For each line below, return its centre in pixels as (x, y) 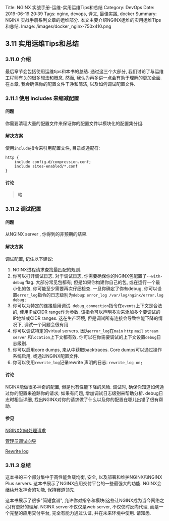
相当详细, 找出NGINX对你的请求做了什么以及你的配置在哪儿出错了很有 (86, 399)
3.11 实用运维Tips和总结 (42, 44)
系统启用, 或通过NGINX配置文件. (46, 356)
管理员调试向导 (21, 441)
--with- (155, 276)
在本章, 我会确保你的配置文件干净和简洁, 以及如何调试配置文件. (70, 84)
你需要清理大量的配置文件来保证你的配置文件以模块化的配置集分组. (74, 123)
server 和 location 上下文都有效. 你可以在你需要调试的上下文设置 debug (84, 337)
